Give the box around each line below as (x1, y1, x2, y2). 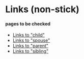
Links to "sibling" (12, 48, 49, 54)
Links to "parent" (12, 43, 48, 49)
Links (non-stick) (5, 4, 80, 15)
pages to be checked (5, 20, 51, 26)
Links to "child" (12, 32, 45, 38)
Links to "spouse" (12, 37, 50, 44)
